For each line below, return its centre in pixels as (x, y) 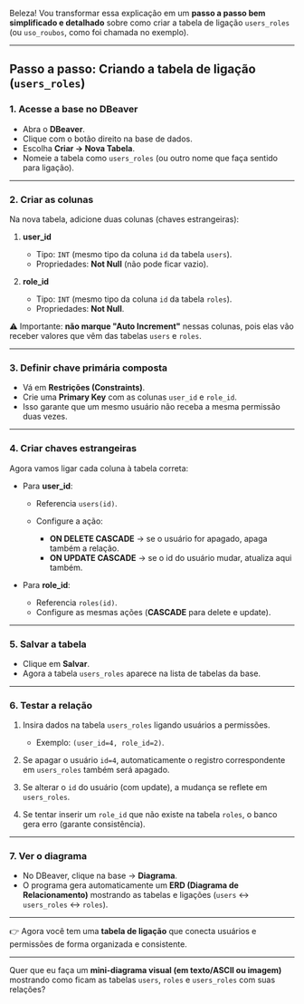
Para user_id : (47, 486)
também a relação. (84, 548)
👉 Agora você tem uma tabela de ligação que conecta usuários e (133, 932)
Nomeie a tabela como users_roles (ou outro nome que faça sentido (150, 158)
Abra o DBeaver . (54, 129)
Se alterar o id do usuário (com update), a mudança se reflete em (145, 787)
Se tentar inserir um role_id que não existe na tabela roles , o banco (150, 815)
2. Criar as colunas (52, 199)
